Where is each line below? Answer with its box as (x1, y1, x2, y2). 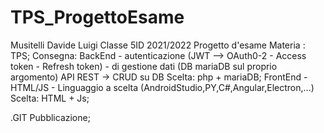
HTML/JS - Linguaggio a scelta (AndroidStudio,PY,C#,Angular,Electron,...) (10, 81, 315, 93)
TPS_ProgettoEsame (10, 6, 185, 29)
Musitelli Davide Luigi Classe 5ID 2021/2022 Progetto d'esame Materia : (10, 39, 306, 51)
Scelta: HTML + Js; (10, 92, 90, 104)
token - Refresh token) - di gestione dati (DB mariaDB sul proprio (10, 60, 278, 72)
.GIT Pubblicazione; (10, 111, 91, 123)
